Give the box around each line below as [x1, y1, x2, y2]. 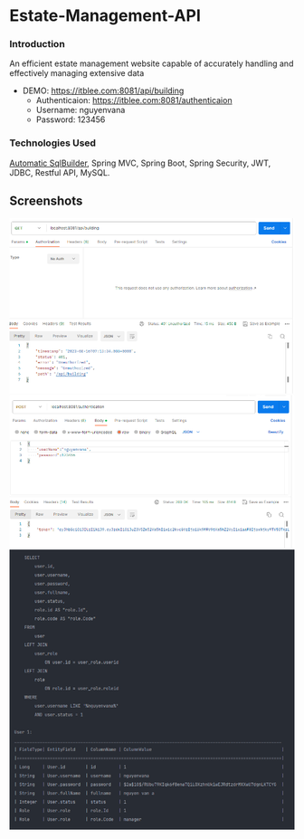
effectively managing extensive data [9, 68, 145, 79]
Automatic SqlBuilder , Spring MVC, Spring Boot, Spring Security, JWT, [9, 157, 271, 168]
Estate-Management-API [9, 5, 202, 26]
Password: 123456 [35, 114, 106, 125]
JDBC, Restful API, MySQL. [9, 167, 110, 177]
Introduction [9, 38, 65, 51]
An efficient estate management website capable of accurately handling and [9, 58, 294, 69]
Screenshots [9, 194, 83, 209]
